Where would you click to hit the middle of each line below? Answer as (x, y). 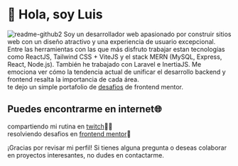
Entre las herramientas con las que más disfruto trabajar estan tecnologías (116, 49)
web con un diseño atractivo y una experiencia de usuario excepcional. (112, 41)
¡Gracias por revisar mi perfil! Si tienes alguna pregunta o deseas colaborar (117, 148)
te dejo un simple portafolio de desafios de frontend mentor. (95, 87)
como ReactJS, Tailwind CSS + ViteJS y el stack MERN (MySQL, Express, (115, 57)
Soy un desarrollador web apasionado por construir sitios (147, 34)
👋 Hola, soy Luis (55, 15)
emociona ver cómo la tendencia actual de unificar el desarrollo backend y (117, 72)
